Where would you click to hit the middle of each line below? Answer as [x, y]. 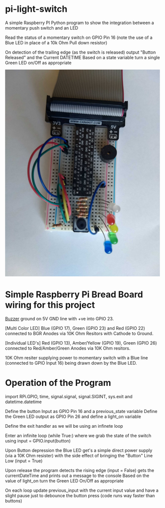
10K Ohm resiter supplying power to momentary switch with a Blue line [77, 357]
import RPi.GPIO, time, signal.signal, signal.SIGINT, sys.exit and [69, 396]
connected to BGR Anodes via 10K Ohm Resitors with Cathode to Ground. [79, 333]
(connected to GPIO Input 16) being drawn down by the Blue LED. [71, 363]
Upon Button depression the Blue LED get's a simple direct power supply [79, 450]
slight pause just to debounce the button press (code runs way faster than [80, 495]
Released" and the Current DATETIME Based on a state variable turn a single [82, 57]
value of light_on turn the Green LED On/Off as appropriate [65, 480]
